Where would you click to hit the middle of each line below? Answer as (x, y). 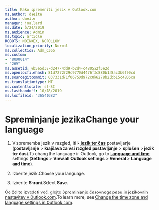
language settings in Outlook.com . (39, 203)
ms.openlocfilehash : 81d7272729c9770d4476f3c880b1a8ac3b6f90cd (70, 73)
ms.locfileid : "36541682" (31, 95)
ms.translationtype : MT (29, 82)
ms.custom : (16, 55)
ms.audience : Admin (25, 32)
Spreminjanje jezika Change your (72, 119)
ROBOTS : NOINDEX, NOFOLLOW (32, 41)
